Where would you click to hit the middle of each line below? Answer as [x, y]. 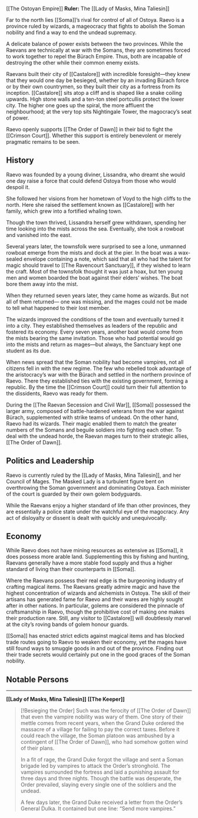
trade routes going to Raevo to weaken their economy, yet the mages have [96, 642]
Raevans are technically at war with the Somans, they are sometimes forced [98, 50]
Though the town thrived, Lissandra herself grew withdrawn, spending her [96, 222]
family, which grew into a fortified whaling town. [64, 211]
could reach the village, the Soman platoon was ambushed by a [98, 735]
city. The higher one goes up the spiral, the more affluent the [80, 105]
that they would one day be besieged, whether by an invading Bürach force [98, 80]
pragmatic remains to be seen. [43, 142]
